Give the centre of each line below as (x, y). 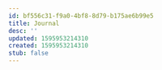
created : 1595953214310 (49, 46)
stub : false (28, 53)
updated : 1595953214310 (49, 38)
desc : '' (23, 31)
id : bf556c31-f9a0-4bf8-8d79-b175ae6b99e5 (81, 16)
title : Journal (34, 23)
